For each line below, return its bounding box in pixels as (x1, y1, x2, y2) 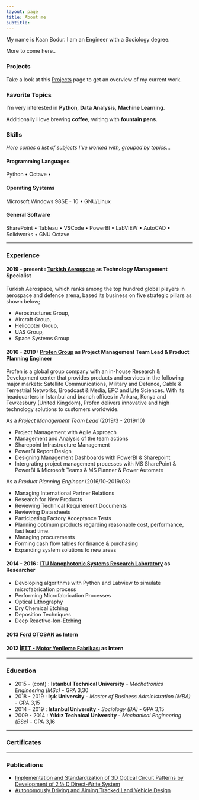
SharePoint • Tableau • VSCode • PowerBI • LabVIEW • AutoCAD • (6, 224, 171, 232)
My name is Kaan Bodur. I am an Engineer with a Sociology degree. (6, 36, 170, 43)
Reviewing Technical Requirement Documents (14, 502, 127, 510)
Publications (6, 761, 43, 769)
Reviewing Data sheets (14, 508, 71, 516)
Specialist (6, 272, 31, 279)
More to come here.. (6, 48, 56, 55)
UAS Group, (14, 328, 44, 336)
